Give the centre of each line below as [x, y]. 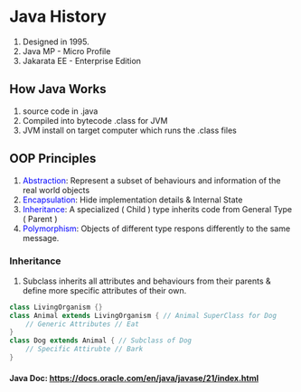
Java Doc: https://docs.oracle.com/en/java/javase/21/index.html [134, 378]
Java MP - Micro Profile [66, 51]
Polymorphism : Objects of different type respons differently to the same [156, 229]
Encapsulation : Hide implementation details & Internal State [132, 200]
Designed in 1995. [56, 42]
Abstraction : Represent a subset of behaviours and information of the [151, 180]
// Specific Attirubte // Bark [85, 350]
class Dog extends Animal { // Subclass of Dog [101, 341]
